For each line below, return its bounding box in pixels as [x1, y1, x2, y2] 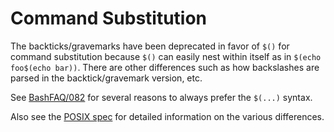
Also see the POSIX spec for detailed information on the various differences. [10, 110, 325, 122]
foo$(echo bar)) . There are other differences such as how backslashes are [10, 61, 320, 73]
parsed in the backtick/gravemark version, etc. [10, 72, 203, 84]
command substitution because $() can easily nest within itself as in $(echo [10, 50, 322, 62]
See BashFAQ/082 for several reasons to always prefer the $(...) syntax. [10, 91, 313, 103]
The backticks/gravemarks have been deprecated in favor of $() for [10, 40, 290, 52]
